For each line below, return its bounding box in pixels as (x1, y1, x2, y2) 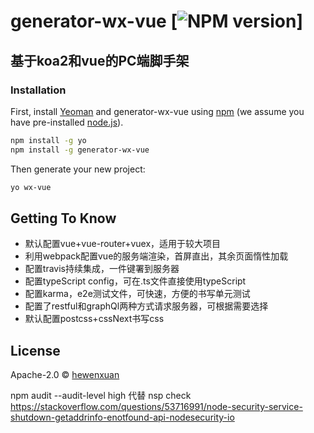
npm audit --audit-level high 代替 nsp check (10, 390, 192, 402)
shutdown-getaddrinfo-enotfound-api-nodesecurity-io (10, 411, 235, 424)
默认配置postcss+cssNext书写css (24, 313, 165, 325)
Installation (10, 83, 67, 97)
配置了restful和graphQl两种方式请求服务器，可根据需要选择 (24, 300, 269, 312)
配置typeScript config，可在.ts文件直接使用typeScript (24, 275, 247, 287)
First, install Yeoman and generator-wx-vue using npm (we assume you (10, 105, 305, 117)
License (10, 342, 61, 359)
